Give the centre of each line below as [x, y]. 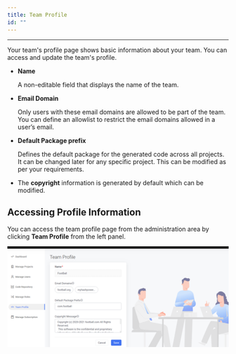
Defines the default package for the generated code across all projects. [121, 154]
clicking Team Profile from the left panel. [67, 236]
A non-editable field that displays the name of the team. [98, 84]
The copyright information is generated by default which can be [110, 182]
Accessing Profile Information [74, 212]
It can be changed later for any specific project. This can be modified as [122, 161]
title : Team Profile [38, 15]
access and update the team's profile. [62, 57]
